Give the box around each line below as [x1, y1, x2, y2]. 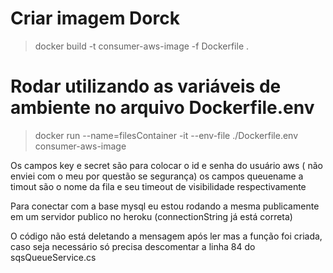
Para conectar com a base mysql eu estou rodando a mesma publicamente [10, 200, 320, 212]
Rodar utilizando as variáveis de [10, 75, 282, 98]
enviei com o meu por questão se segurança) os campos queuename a [10, 170, 304, 182]
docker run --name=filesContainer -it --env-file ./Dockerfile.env [34, 129, 299, 141]
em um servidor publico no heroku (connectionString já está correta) [10, 210, 293, 222]
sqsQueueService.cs [10, 251, 97, 263]
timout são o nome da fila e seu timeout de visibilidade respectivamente [10, 180, 307, 192]
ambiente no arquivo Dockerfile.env [10, 97, 315, 119]
